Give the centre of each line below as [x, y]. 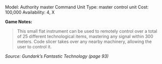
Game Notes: [19, 22]
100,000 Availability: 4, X [30, 12]
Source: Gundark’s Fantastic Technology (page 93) [57, 56]
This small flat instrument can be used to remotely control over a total [87, 31]
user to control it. [34, 47]
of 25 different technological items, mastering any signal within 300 [85, 36]
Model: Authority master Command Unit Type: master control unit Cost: [77, 7]
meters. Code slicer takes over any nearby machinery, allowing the [84, 42]
